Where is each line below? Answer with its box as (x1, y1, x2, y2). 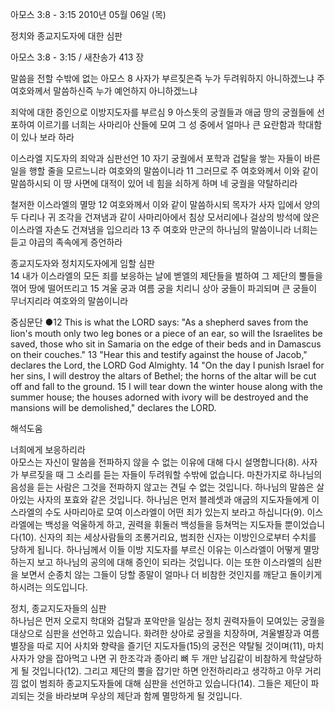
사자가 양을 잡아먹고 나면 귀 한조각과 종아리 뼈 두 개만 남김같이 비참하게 (10, 653, 288, 664)
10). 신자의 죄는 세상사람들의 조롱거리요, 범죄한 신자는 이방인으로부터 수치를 (21, 531, 317, 543)
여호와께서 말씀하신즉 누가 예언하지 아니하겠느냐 (10, 85, 198, 97)
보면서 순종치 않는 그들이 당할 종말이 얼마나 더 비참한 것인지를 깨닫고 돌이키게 (20, 569, 323, 580)
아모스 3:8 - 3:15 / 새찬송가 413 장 (10, 51, 145, 63)
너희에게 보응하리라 (10, 444, 86, 455)
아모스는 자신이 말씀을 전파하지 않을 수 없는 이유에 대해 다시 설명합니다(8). (10, 456, 300, 468)
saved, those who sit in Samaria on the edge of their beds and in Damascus (10, 338, 322, 350)
